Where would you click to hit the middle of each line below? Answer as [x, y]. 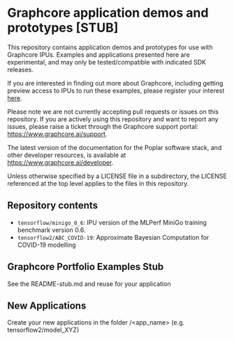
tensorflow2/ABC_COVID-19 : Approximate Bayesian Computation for [113, 237]
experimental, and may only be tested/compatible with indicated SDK [107, 62]
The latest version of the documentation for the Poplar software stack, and [115, 147]
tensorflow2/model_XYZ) [43, 330]
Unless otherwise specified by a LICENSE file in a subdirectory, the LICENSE [117, 176]
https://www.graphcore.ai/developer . [60, 162]
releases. [20, 69]
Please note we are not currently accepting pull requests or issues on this [113, 111]
